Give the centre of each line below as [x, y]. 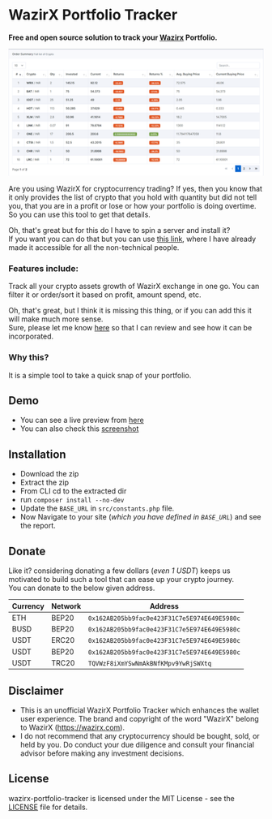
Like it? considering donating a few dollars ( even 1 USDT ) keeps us [119, 571]
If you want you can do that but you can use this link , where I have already [132, 239]
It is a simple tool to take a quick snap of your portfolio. [100, 375]
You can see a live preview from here [82, 420]
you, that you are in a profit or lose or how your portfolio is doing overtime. [132, 205]
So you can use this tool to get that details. [80, 214]
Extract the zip [45, 483]
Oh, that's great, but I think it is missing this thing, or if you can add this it [130, 311]
